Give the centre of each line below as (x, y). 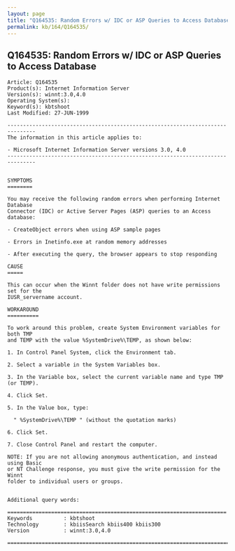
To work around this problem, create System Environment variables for (114, 328)
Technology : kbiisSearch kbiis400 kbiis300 (84, 525)
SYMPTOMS (20, 181)
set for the (24, 291)
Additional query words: (43, 500)
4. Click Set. (28, 396)
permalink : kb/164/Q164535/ (48, 27)
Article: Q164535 (33, 82)
